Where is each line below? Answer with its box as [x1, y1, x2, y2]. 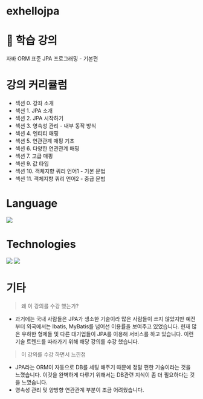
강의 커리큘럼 [6, 79, 68, 92]
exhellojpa [6, 4, 60, 18]
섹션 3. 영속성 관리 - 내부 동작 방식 [14, 122, 97, 129]
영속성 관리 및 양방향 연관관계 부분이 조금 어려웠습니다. [14, 386, 144, 394]
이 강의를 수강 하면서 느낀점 [21, 351, 86, 358]
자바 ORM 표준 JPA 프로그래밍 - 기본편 [6, 55, 98, 62]
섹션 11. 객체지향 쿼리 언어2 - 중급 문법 [14, 175, 106, 183]
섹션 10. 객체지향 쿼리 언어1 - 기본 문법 [14, 167, 106, 175]
